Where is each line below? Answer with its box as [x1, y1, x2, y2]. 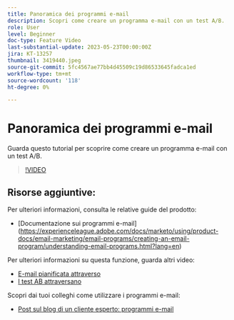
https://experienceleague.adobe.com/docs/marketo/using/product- [20, 226, 219, 235]
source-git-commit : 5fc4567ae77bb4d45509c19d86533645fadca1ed [7, 64, 196, 71]
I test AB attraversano [17, 277, 82, 286]
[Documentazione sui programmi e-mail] [17, 219, 137, 227]
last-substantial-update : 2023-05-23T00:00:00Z [7, 44, 152, 51]
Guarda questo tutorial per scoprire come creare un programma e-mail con [7, 144, 228, 153]
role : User [7, 24, 40, 31]
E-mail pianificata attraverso [17, 269, 101, 278]
